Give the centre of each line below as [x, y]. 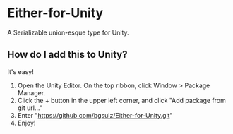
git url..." [30, 108]
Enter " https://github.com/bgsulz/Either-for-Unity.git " [95, 115]
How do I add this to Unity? [67, 55]
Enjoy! [26, 123]
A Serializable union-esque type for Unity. [68, 32]
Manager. [31, 92]
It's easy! [20, 71]
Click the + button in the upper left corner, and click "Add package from [121, 100]
